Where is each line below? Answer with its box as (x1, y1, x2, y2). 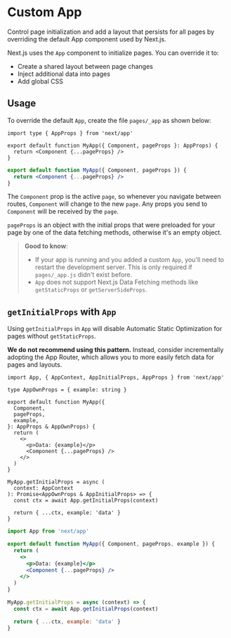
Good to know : (24, 242, 68, 250)
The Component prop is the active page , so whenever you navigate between (7, 193, 221, 201)
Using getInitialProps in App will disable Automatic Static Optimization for (7, 325, 223, 333)
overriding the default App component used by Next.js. (7, 34, 166, 43)
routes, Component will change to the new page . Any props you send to (7, 200, 208, 208)
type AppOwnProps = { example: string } (7, 386, 128, 393)
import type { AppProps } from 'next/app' (7, 129, 133, 137)
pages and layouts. (7, 360, 62, 369)
